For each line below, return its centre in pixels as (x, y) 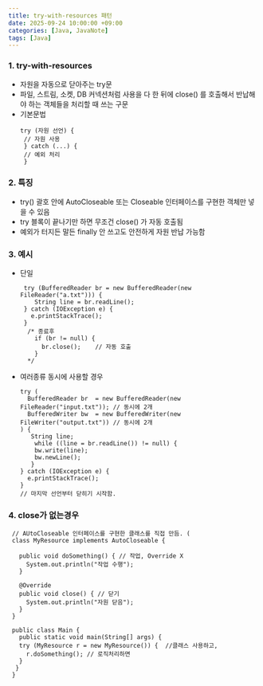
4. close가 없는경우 (44, 515)
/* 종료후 (41, 331)
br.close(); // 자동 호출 (86, 347)
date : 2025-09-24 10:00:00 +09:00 (66, 23)
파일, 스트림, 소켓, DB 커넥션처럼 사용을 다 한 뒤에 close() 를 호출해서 (127, 94)
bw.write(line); (61, 451)
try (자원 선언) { (47, 131)
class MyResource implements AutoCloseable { (88, 541)
